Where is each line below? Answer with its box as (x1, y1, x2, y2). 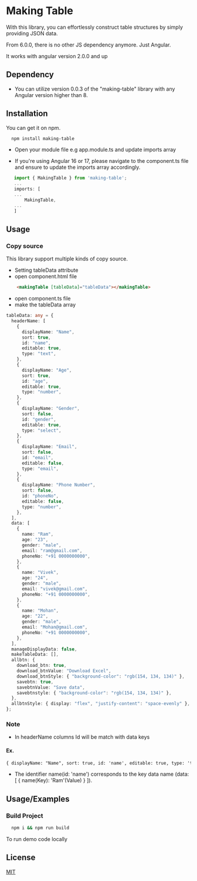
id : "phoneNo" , (21, 493, 59, 499)
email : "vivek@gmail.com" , (21, 586, 88, 592)
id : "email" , (21, 455, 54, 460)
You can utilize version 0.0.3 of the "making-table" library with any (14, 85, 175, 92)
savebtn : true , (16, 679, 54, 685)
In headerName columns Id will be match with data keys (14, 733, 150, 740)
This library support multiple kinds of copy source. (6, 255, 128, 262)
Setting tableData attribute (14, 266, 79, 274)
